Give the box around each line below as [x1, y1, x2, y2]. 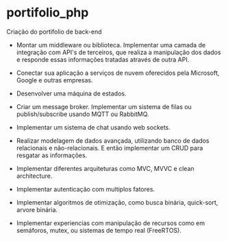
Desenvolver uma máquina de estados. [16, 89, 127, 97]
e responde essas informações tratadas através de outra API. [16, 55, 190, 63]
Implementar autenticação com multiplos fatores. [16, 185, 155, 193]
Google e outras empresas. [16, 76, 93, 84]
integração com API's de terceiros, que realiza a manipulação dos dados [16, 48, 221, 56]
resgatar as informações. [16, 151, 88, 159]
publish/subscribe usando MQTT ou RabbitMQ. [16, 110, 149, 118]
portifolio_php [6, 5, 89, 21]
